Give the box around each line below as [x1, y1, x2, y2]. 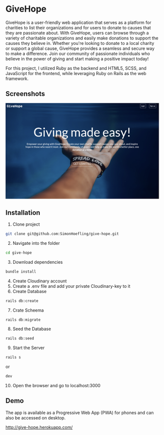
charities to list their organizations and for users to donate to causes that [5, 24, 151, 30]
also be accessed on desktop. [5, 415, 66, 420]
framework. [5, 76, 29, 81]
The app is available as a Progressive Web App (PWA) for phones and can [5, 410, 154, 415]
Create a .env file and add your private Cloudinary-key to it [12, 283, 130, 289]
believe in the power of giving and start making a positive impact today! [5, 56, 149, 61]
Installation [5, 208, 40, 217]
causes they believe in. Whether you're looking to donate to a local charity [5, 40, 155, 46]
